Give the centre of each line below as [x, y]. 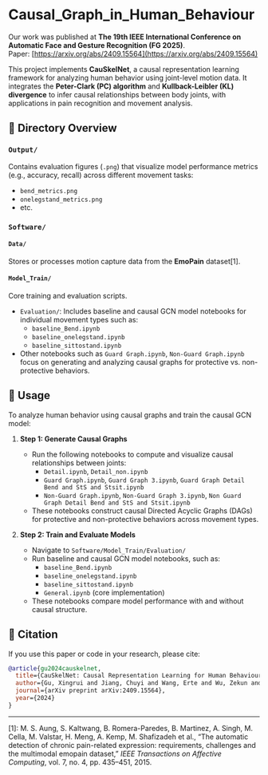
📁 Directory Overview [63, 128]
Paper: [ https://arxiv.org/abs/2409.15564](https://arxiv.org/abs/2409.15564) [133, 53]
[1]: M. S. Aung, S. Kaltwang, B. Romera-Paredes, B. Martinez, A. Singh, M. [131, 728]
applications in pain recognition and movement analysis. [100, 103]
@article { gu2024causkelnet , [55, 668]
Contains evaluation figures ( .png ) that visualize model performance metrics [133, 166]
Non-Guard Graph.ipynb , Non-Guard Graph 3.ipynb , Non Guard [142, 495]
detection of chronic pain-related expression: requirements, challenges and [132, 745]
